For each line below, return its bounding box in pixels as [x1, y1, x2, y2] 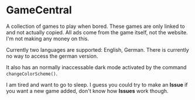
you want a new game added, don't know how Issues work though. [6, 87, 169, 94]
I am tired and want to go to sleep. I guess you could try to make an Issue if [6, 81, 189, 88]
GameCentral [6, 3, 72, 17]
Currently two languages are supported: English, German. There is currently [6, 46, 189, 53]
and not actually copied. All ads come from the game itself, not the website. [6, 28, 189, 35]
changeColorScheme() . [6, 70, 58, 77]
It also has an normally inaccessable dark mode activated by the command [6, 63, 187, 70]
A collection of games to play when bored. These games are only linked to [6, 23, 186, 30]
